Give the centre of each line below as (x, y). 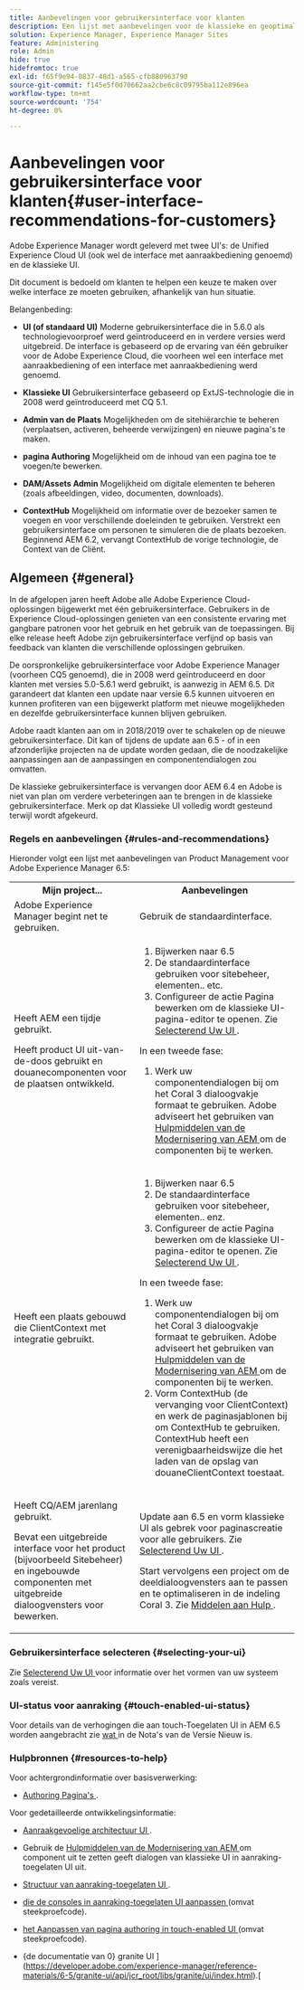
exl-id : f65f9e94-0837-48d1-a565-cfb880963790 (99, 77)
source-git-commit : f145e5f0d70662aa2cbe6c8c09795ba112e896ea (129, 85)
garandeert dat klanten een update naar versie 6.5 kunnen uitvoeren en (142, 694)
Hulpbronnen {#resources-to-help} (89, 1758)
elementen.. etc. (189, 985)
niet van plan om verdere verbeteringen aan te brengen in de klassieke (141, 796)
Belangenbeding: (41, 309)
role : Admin (32, 52)
